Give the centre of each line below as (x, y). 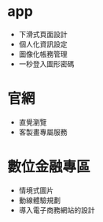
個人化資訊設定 (43, 44)
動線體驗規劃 (39, 200)
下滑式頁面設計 (43, 34)
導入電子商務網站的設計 (57, 210)
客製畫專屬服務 (43, 132)
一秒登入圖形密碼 (46, 64)
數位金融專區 (49, 167)
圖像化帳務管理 (43, 54)
